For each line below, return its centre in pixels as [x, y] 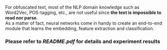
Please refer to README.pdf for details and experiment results [83, 41]
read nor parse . [22, 18]
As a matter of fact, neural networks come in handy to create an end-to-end [84, 23]
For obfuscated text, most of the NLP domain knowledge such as [72, 7]
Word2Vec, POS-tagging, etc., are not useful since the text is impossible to [83, 12]
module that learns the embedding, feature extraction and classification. [80, 28]
